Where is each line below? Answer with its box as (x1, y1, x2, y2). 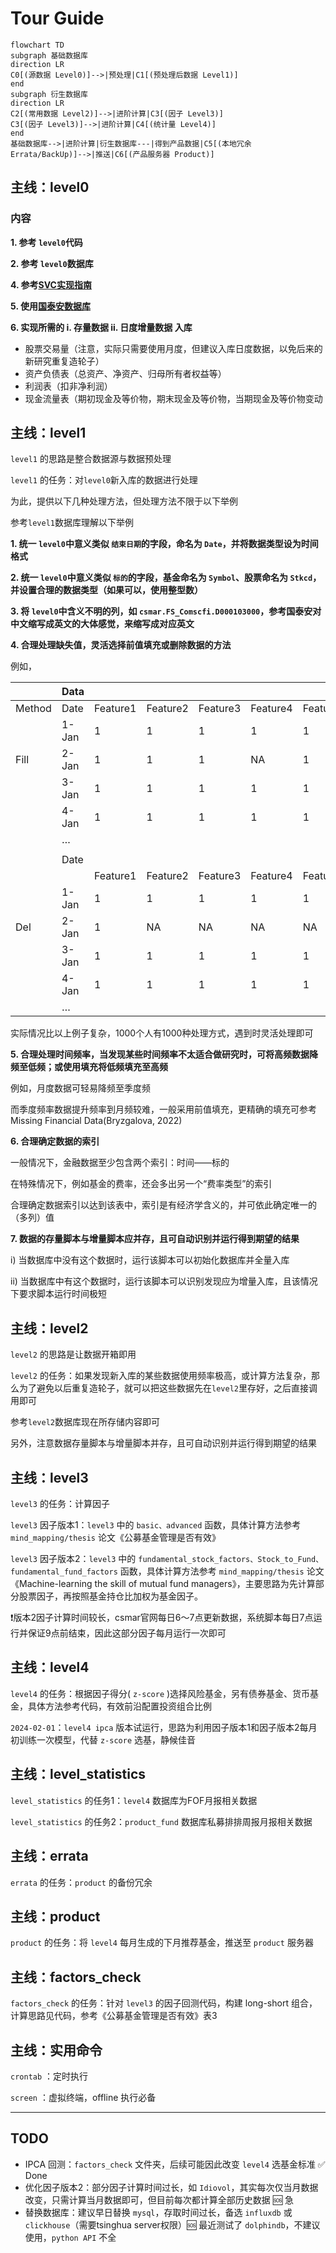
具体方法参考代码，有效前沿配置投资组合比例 (27, 1700, 212, 1712)
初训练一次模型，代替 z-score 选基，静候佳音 (10, 1733, 196, 1746)
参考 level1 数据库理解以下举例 (10, 517, 134, 529)
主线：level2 (10, 1320, 89, 1337)
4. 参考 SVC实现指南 (10, 278, 92, 291)
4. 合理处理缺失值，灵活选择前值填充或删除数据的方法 (10, 639, 232, 651)
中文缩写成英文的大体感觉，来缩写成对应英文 (10, 618, 195, 630)
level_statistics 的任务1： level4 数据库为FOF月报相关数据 (10, 1794, 258, 1806)
